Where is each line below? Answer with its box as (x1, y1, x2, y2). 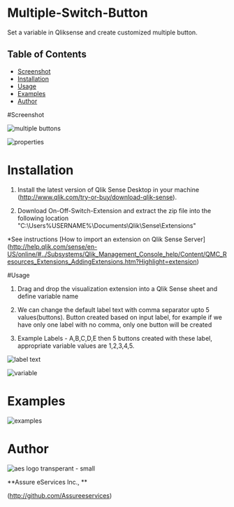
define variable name (17, 292, 79, 300)
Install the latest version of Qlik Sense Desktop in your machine (17, 185, 200, 194)
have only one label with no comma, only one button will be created (17, 320, 212, 329)
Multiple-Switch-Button (7, 5, 148, 21)
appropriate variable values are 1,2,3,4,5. (17, 342, 135, 350)
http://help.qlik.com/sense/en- (9, 242, 98, 250)
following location (17, 214, 68, 222)
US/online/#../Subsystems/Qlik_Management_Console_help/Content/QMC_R (7, 250, 227, 258)
